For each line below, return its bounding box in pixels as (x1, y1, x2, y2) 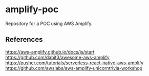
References (5, 35, 43, 44)
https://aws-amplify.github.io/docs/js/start (5, 48, 95, 55)
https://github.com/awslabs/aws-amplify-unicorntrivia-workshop (5, 65, 142, 71)
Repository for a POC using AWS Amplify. (5, 20, 93, 27)
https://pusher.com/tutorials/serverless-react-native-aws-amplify (5, 60, 144, 66)
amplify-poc (5, 4, 59, 15)
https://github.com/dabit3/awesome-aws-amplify (5, 54, 110, 60)
